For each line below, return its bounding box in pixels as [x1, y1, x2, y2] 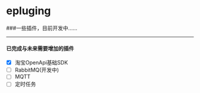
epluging [6, 4, 51, 18]
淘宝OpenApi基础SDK [14, 59, 68, 66]
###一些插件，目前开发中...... [6, 24, 77, 31]
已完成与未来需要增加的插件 [6, 44, 74, 52]
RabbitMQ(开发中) [14, 66, 60, 73]
